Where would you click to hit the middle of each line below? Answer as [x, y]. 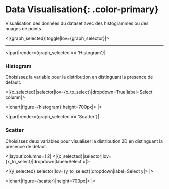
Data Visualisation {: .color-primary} [82, 9]
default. [13, 82]
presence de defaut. [26, 146]
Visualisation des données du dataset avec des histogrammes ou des [77, 23]
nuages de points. [24, 28]
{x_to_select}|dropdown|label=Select [44, 161]
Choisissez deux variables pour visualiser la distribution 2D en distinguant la [84, 141]
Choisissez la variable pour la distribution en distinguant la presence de [79, 77]
